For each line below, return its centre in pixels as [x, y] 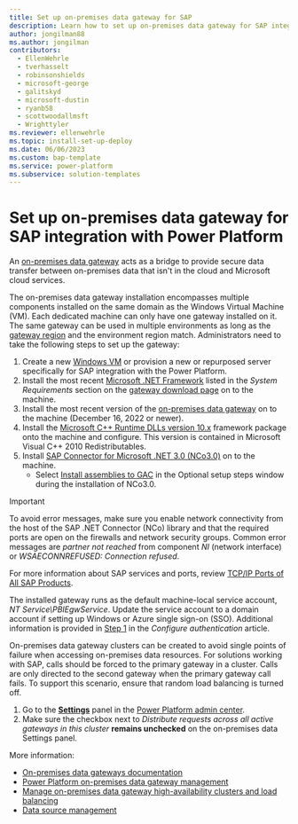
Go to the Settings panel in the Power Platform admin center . [133, 710]
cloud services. [37, 280]
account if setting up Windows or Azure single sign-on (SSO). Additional [141, 619]
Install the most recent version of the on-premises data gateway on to [149, 409]
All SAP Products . [41, 583]
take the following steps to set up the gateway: [94, 345]
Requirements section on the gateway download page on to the [138, 390]
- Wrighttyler [43, 125]
